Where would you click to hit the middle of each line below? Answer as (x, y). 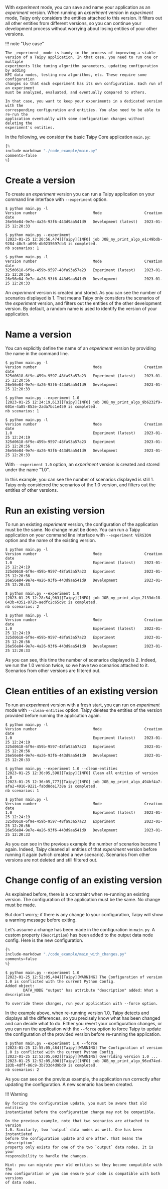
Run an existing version (55, 511)
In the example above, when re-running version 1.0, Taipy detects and (77, 1013)
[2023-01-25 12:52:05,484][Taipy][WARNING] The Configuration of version (84, 977)
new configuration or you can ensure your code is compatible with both (83, 1173)
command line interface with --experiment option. (56, 199)
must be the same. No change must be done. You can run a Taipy (73, 530)
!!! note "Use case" (25, 44)
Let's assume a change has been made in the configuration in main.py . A (80, 930)
